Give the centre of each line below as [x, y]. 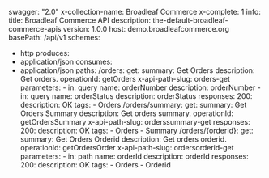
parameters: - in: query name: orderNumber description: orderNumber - [140, 87]
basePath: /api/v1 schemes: [54, 37]
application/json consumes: [66, 61]
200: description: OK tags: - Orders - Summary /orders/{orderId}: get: [137, 130]
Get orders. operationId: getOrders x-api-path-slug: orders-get [125, 79]
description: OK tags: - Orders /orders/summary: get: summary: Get [133, 105]
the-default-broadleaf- [190, 20]
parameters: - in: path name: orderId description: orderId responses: [134, 156]
